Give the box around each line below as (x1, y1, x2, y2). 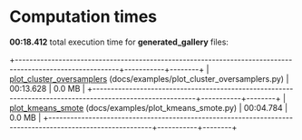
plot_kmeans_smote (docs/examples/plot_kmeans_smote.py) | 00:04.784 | (9, 102, 288, 113)
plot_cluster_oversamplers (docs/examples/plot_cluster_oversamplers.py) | (9, 73, 289, 84)
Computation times (9, 6, 157, 27)
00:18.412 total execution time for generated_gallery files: (9, 36, 229, 47)
